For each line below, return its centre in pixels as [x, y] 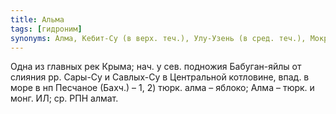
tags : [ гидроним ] [46, 29]
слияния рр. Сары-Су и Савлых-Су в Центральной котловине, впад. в [160, 77]
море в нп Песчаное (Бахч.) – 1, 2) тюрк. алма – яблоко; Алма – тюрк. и [162, 88]
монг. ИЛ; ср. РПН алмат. [64, 98]
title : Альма [37, 19]
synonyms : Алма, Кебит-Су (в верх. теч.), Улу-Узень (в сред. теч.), [158, 38]
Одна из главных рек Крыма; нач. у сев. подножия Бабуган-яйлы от [156, 67]
